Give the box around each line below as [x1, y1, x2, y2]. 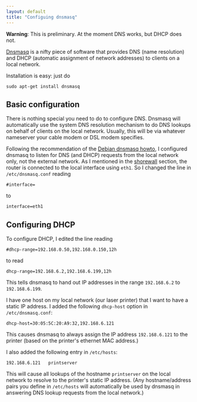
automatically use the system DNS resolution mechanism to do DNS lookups [6, 122, 191, 129]
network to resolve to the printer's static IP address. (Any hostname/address [6, 377, 191, 384]
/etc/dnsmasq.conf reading [6, 171, 71, 178]
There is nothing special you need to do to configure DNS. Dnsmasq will [6, 115, 181, 122]
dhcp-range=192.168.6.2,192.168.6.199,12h [6, 269, 112, 274]
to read [6, 257, 24, 264]
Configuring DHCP [6, 220, 75, 230]
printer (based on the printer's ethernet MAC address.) [6, 337, 139, 344]
